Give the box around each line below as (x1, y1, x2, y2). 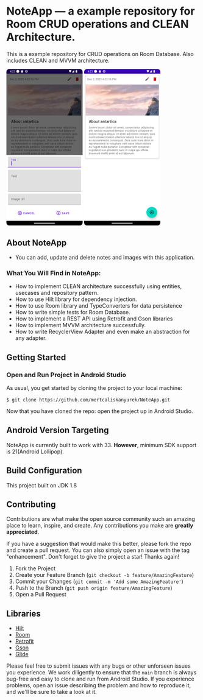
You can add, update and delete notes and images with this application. (15, 253, 195, 261)
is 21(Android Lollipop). (6, 448, 64, 455)
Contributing (6, 499, 56, 509)
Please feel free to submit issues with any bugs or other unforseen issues (6, 662, 191, 670)
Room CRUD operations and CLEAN (6, 17, 189, 31)
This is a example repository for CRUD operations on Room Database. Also (6, 50, 194, 57)
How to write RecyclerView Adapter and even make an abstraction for (15, 328, 190, 336)
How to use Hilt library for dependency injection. (15, 295, 137, 303)
